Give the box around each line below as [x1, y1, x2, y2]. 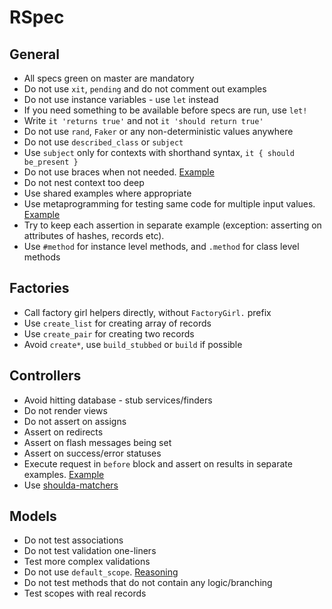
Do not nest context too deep [23, 177, 145, 188]
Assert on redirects [23, 426, 104, 438]
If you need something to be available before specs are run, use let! [23, 104, 308, 116]
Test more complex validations [23, 556, 151, 568]
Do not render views [23, 404, 108, 416]
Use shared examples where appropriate [23, 187, 192, 199]
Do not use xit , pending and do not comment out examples [23, 83, 267, 95]
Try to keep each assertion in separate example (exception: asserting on [23, 219, 322, 231]
